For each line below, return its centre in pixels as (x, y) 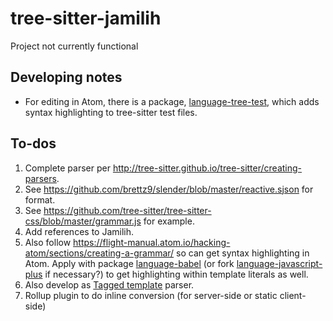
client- (293, 295)
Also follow (48, 242)
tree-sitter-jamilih (86, 18)
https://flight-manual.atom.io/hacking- (152, 242)
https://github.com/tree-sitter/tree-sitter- (127, 210)
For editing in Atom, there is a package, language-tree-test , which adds (172, 101)
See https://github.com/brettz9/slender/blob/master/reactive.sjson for (169, 189)
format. (40, 199)
